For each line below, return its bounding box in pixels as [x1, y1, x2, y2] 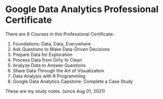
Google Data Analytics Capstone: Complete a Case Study [12, 78, 133, 84]
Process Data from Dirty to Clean [12, 57, 83, 63]
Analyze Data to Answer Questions [12, 62, 86, 68]
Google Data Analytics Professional [5, 4, 159, 15]
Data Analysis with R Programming [12, 73, 86, 79]
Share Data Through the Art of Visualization [12, 67, 104, 74]
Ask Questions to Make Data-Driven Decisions [12, 46, 110, 52]
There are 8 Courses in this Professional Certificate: [5, 31, 114, 37]
